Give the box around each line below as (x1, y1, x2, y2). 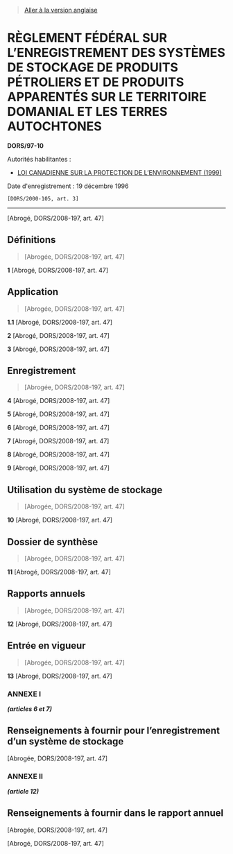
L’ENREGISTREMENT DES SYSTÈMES (7, 45, 225, 61)
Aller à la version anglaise (24, 6, 98, 14)
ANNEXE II (7, 771, 44, 781)
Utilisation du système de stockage (7, 484, 163, 495)
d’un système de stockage (7, 735, 124, 748)
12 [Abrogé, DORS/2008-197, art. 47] (7, 620, 112, 628)
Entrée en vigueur (7, 640, 86, 651)
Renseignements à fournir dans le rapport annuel (7, 808, 224, 819)
